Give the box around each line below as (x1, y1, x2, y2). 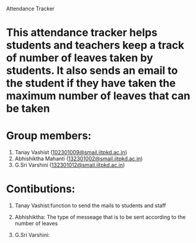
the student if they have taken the (6, 77, 176, 90)
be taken (6, 102, 50, 116)
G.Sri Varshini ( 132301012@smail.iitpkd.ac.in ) (14, 161, 125, 169)
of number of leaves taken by (6, 51, 153, 65)
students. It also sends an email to (6, 64, 178, 77)
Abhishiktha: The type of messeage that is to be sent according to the (14, 214, 186, 221)
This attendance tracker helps (6, 26, 157, 39)
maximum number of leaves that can (6, 89, 191, 103)
